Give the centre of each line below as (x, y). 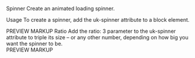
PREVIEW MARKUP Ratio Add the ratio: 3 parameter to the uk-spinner (91, 31)
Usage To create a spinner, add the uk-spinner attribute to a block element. (98, 20)
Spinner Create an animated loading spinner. (60, 8)
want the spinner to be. (34, 44)
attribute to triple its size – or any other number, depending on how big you (97, 37)
